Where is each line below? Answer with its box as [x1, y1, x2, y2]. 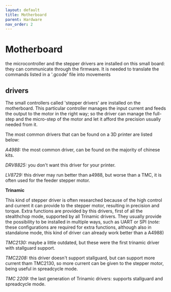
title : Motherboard [5, 12, 47, 17]
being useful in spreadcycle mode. [5, 266, 78, 272]
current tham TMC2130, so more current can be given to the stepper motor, [5, 260, 164, 266]
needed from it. [5, 121, 38, 128]
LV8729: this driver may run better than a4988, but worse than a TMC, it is [5, 172, 162, 178]
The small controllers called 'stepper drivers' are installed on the [5, 100, 141, 106]
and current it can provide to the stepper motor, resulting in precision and [5, 203, 160, 208]
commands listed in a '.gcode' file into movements [5, 71, 111, 78]
